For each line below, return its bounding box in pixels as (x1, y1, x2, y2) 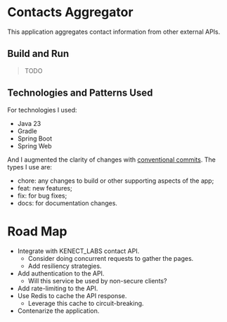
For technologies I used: (7, 105, 77, 114)
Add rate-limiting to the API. (17, 284, 98, 292)
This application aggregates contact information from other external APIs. (7, 27, 221, 36)
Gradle (17, 127, 37, 135)
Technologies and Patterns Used (7, 87, 153, 99)
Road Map (7, 223, 68, 239)
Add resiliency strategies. (27, 262, 102, 270)
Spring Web (17, 141, 52, 150)
